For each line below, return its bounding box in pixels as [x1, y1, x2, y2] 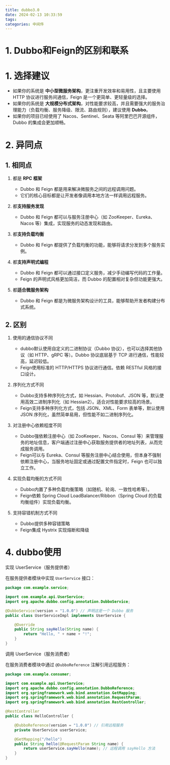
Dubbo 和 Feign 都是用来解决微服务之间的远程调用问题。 [20, 186, 139, 192]
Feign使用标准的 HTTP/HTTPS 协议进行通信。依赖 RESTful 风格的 [20, 365, 157, 371]
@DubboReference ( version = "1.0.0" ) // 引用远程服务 [14, 722, 124, 728]
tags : [5, 17, 17, 22]
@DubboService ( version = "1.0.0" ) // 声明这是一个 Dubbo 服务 [5, 608, 133, 613]
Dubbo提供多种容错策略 [20, 520, 70, 527]
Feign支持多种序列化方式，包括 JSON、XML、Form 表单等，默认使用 [20, 405, 165, 411]
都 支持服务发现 [12, 203, 44, 210]
